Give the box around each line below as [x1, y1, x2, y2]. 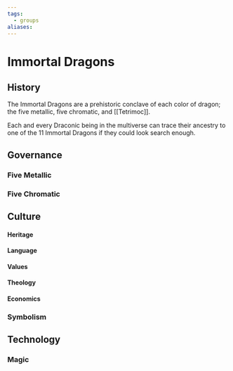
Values [7, 262, 28, 271]
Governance [7, 149, 62, 161]
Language [7, 247, 37, 255]
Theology [7, 278, 36, 287]
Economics [7, 294, 41, 303]
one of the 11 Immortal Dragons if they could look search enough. [7, 129, 196, 137]
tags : [7, 10, 23, 18]
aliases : [7, 23, 33, 30]
